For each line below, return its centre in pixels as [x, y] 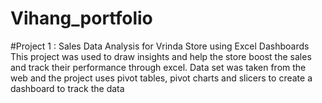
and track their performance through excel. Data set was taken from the [158, 67]
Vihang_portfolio [81, 18]
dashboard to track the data [67, 88]
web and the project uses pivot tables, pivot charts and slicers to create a [161, 78]
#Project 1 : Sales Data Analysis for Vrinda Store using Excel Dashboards [160, 46]
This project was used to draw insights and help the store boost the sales [161, 56]
